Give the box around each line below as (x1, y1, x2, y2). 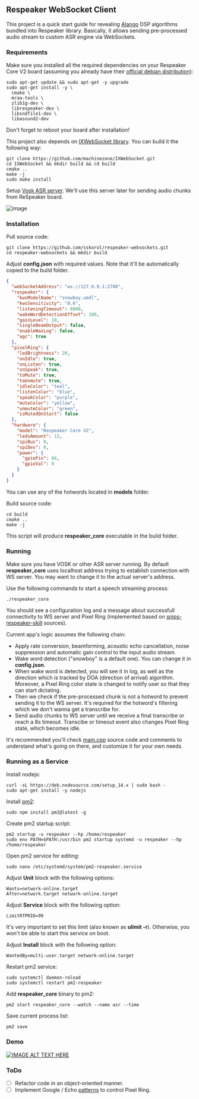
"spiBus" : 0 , (17, 439, 49, 445)
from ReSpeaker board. (6, 193, 64, 201)
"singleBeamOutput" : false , (17, 323, 86, 329)
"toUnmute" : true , (17, 378, 62, 384)
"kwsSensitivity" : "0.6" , (17, 300, 81, 306)
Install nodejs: (6, 771, 40, 778)
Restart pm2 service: (6, 963, 58, 970)
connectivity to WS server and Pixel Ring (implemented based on (6, 613, 165, 620)
